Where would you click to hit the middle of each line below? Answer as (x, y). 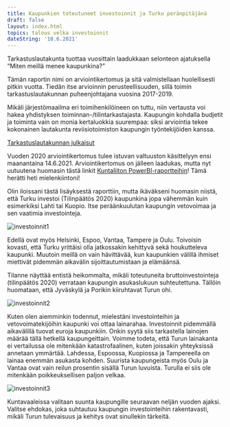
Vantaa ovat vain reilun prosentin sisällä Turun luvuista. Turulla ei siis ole (109, 368)
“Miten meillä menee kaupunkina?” (56, 66)
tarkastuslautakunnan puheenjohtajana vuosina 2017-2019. (90, 94)
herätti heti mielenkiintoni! (44, 178)
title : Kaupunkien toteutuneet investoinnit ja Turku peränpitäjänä (107, 13)
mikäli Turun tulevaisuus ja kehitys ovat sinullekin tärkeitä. (89, 417)
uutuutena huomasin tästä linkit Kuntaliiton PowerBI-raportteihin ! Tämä (107, 171)
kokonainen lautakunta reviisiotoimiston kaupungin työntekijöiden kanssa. (111, 129)
